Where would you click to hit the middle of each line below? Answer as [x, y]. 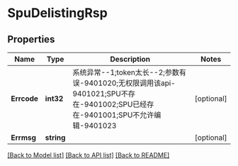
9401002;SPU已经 [115, 104]
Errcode [25, 99]
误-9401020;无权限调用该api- [124, 83]
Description [130, 59]
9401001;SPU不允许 [119, 115]
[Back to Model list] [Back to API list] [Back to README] [89, 155]
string [55, 138]
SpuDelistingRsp [57, 13]
